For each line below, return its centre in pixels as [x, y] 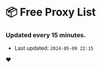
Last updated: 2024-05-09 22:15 [54, 48]
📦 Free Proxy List [51, 12]
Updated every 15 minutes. [46, 36]
